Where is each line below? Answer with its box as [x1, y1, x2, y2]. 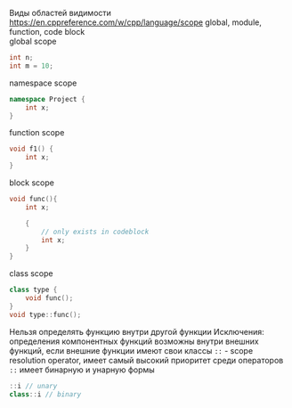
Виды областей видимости [9, 8, 111, 18]
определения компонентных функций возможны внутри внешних [9, 336, 260, 347]
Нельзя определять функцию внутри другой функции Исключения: [9, 326, 264, 337]
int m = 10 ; [9, 61, 53, 70]
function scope [9, 127, 65, 138]
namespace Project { [9, 94, 86, 103]
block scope [9, 177, 55, 188]
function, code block [9, 27, 85, 37]
